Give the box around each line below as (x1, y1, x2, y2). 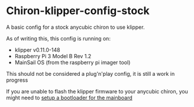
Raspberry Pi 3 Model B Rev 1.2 (14, 52, 92, 59)
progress (6, 76, 28, 83)
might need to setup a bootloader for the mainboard (6, 94, 133, 101)
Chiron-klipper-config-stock (6, 4, 150, 18)
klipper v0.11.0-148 (14, 46, 60, 53)
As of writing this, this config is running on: (6, 35, 111, 42)
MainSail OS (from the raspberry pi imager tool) (14, 59, 131, 66)
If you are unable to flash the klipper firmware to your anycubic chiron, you (6, 88, 188, 95)
